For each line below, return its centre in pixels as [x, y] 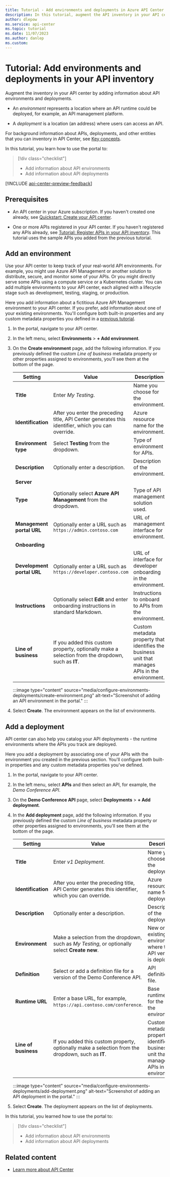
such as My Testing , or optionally [92, 944]
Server [23, 482]
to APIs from [148, 606]
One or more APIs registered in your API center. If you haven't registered [88, 227]
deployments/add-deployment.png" [50, 1091]
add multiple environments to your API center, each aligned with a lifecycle [83, 287]
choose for [146, 392]
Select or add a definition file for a [93, 971]
